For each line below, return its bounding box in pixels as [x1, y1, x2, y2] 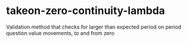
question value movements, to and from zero [6, 29, 115, 36]
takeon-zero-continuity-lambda [6, 4, 165, 17]
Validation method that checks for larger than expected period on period [6, 23, 181, 30]
